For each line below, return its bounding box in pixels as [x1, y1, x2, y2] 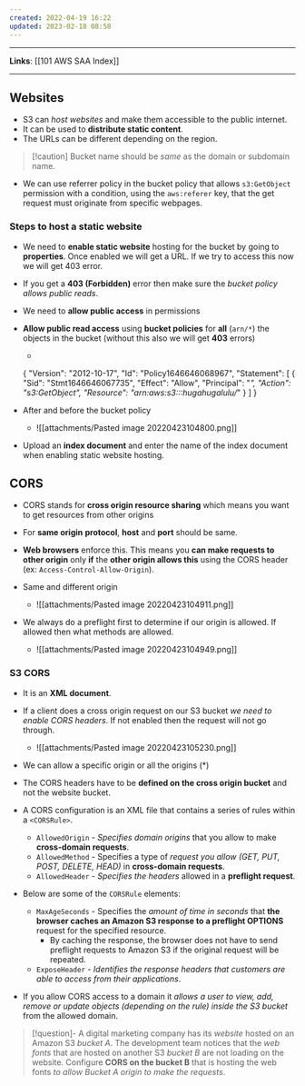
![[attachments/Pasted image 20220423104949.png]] [35, 644, 238, 655]
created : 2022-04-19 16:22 [9, 13, 112, 23]
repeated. [49, 953, 86, 964]
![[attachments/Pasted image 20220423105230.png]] [35, 742, 237, 752]
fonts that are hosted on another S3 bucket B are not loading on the [31, 1047, 284, 1058]
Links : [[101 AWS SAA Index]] [9, 55, 120, 66]
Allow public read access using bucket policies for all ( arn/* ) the [22, 323, 271, 334]
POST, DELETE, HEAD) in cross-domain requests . [35, 861, 225, 872]
